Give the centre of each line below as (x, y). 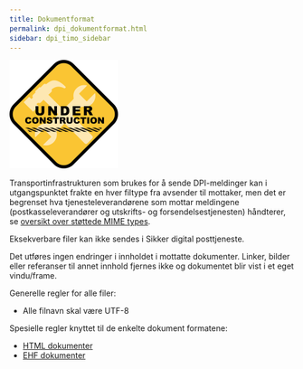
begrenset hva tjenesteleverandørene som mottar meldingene (124, 203)
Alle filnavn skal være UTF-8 (76, 311)
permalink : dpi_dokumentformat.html (78, 28)
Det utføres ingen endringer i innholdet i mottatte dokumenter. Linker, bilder (150, 257)
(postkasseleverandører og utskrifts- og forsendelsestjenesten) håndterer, (148, 212)
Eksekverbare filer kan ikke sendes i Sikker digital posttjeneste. (127, 239)
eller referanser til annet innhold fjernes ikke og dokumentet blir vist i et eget (151, 266)
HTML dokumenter (57, 346)
